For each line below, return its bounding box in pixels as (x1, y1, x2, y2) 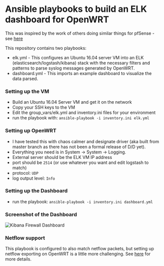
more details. (5, 256, 32, 262)
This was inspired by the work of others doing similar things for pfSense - (5, 30, 155, 36)
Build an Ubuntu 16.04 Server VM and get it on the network (12, 99, 132, 105)
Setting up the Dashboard (5, 188, 68, 194)
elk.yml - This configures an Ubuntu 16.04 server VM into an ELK (12, 54, 144, 60)
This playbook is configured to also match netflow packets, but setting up (5, 246, 154, 252)
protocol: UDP (12, 170, 38, 176)
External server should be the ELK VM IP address (12, 154, 112, 160)
